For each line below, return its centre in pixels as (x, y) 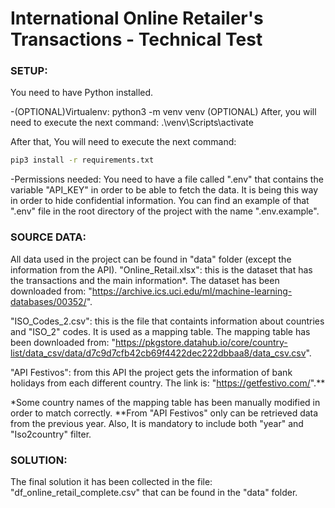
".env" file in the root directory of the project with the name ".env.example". (165, 211)
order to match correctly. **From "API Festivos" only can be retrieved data (164, 413)
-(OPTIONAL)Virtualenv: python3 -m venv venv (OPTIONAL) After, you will (163, 112)
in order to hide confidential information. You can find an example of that (160, 201)
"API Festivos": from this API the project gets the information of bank (151, 372)
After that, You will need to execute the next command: (123, 142)
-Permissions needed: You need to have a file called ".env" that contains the (167, 179)
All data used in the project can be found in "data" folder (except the (151, 259)
